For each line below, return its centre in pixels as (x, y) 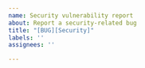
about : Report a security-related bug (72, 23)
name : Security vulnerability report (71, 15)
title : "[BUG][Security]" (51, 30)
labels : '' (26, 38)
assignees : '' (32, 45)
